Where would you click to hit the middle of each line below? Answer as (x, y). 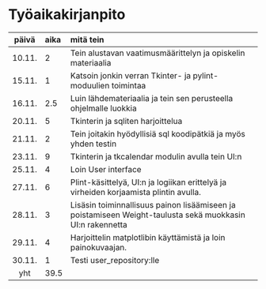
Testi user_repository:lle (115, 260)
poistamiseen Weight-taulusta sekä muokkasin (158, 215)
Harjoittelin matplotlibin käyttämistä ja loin (148, 237)
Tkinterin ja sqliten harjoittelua (126, 121)
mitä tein (87, 39)
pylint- (206, 75)
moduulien (90, 85)
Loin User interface (106, 169)
